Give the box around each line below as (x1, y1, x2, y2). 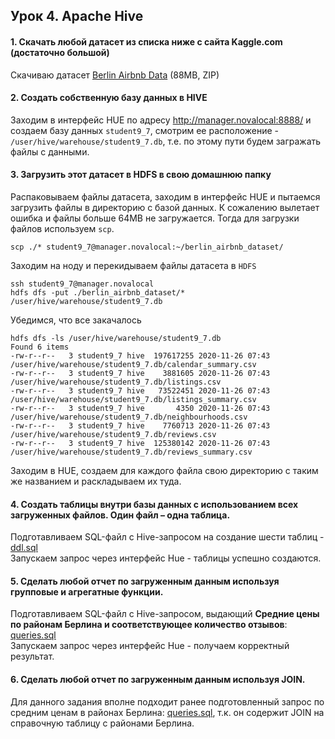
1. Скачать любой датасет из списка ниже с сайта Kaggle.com (10, 35, 283, 48)
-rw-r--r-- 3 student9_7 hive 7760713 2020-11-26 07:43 (10, 421, 271, 431)
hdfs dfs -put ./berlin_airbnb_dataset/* (10, 288, 186, 298)
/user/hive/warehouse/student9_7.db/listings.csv (10, 377, 222, 387)
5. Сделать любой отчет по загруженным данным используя (10, 575, 280, 587)
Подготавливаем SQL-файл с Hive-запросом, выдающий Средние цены (10, 608, 320, 620)
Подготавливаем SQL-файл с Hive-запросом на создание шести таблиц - (10, 531, 325, 543)
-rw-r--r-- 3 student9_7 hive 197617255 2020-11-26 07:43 (10, 351, 271, 361)
